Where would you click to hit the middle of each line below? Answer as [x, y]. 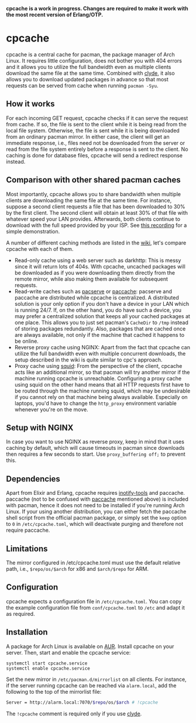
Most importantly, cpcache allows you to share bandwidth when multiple [94, 194]
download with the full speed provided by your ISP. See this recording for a [97, 225]
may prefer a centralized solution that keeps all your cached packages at [102, 316]
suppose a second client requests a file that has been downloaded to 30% [96, 206]
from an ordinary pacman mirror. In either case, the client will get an [88, 136]
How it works [30, 104]
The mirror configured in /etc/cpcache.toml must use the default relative [93, 563]
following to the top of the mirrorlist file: [54, 691]
